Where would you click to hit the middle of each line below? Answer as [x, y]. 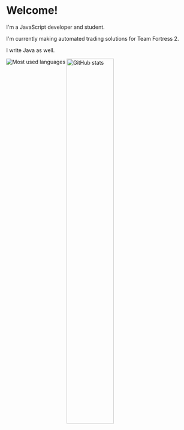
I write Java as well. [31, 50]
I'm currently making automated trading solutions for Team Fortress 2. [93, 38]
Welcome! [32, 10]
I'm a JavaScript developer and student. [55, 27]
